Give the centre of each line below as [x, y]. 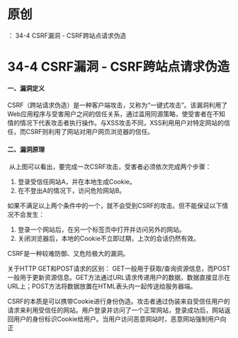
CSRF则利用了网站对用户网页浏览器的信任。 [90, 132]
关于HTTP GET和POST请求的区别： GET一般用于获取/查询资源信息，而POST [119, 268]
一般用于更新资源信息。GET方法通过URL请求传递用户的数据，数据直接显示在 [119, 277]
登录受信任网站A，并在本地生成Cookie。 [76, 181]
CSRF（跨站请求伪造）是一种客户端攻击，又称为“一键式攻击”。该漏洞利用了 [118, 105]
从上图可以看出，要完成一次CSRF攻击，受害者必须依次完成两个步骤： [110, 167]
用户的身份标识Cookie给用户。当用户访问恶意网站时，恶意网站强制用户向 [120, 319]
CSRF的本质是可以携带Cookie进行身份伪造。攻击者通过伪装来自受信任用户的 [119, 301]
